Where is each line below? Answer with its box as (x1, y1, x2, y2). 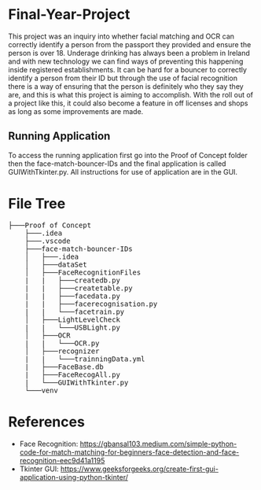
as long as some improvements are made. (8, 106, 144, 116)
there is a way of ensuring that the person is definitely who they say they (8, 81, 244, 91)
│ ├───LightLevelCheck (24, 315, 120, 324)
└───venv (24, 385, 59, 395)
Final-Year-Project (8, 6, 130, 24)
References (8, 413, 85, 430)
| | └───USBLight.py (24, 322, 120, 332)
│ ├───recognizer (24, 346, 100, 356)
